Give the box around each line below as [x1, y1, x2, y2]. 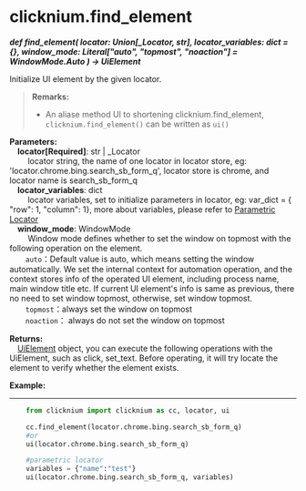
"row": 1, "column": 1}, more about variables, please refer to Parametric [9, 203, 276, 215]
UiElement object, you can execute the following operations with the [17, 343, 273, 353]
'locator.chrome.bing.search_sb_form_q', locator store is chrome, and [9, 165, 270, 176]
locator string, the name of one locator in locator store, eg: [26, 155, 248, 166]
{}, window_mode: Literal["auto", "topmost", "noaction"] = [9, 46, 239, 56]
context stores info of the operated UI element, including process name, [9, 273, 280, 284]
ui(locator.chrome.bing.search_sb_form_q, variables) [25, 473, 234, 482]
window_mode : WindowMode [17, 223, 131, 234]
